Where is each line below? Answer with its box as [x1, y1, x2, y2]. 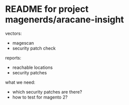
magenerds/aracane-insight [5, 14, 124, 25]
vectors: [5, 30, 22, 36]
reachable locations [12, 64, 53, 70]
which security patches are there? [12, 89, 82, 95]
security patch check [12, 45, 56, 51]
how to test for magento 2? [12, 94, 68, 100]
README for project [5, 3, 89, 15]
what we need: [5, 79, 36, 85]
